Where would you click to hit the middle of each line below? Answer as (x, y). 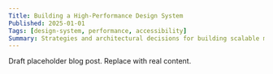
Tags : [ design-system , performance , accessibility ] (97, 31)
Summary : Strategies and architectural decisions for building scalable (134, 38)
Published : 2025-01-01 (47, 23)
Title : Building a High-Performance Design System (96, 16)
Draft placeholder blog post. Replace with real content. (100, 61)
